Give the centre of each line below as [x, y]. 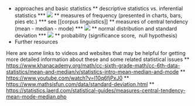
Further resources [36, 42]
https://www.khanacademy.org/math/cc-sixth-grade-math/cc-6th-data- [93, 66]
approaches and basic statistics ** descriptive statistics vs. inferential [99, 8]
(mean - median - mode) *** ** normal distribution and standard [96, 28]
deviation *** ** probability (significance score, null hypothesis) [96, 35]
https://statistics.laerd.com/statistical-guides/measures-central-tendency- [96, 90]
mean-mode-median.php [36, 97]
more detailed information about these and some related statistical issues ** [98, 59]
